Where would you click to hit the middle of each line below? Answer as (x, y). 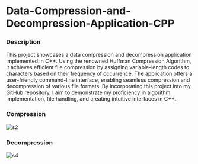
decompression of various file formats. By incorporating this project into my (98, 86)
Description (23, 42)
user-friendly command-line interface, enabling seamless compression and (98, 80)
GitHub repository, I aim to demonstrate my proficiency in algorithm (88, 92)
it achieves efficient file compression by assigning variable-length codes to (98, 67)
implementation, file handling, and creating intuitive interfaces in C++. (91, 99)
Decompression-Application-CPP (90, 23)
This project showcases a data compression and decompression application (99, 55)
